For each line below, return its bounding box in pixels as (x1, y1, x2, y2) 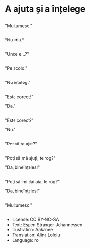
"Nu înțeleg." (5, 80, 30, 85)
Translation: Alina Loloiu (12, 232, 60, 238)
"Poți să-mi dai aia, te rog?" (5, 179, 60, 185)
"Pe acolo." (5, 65, 28, 71)
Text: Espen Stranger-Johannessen (12, 221, 83, 227)
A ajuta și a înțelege (5, 3, 86, 15)
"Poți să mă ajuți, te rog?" (5, 155, 56, 161)
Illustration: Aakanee (12, 227, 53, 232)
